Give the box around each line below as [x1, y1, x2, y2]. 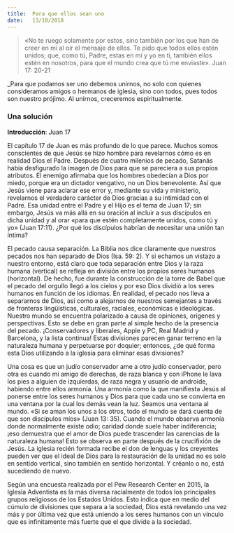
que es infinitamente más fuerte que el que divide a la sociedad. [7, 517, 192, 526]
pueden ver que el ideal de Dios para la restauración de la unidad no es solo [7, 452, 226, 460]
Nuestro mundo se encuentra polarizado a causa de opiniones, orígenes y [7, 311, 221, 320]
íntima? [7, 231, 28, 239]
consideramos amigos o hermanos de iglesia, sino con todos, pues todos [7, 87, 218, 95]
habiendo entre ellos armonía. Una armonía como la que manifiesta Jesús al [7, 384, 226, 393]
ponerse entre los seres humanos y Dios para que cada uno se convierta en [7, 392, 226, 400]
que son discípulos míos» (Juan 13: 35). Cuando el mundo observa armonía [7, 414, 225, 423]
